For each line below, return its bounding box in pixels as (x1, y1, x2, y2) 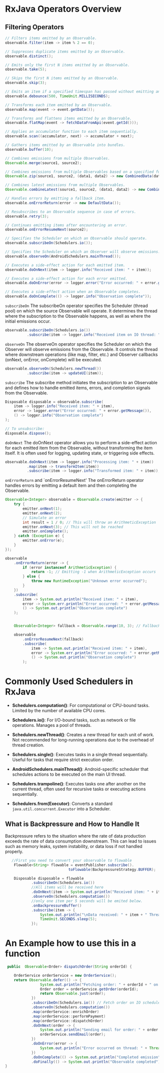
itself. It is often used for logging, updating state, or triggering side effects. (5, 450, 155, 456)
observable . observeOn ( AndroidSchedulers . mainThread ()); (5, 254, 121, 259)
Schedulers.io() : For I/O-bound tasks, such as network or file (12, 717, 136, 723)
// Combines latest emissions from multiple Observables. (5, 183, 125, 187)
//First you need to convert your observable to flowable (11, 858, 132, 863)
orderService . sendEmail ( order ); (40, 1032, 106, 1037)
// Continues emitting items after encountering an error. (5, 223, 128, 227)
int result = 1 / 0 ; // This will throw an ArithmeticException (22, 520, 156, 525)
